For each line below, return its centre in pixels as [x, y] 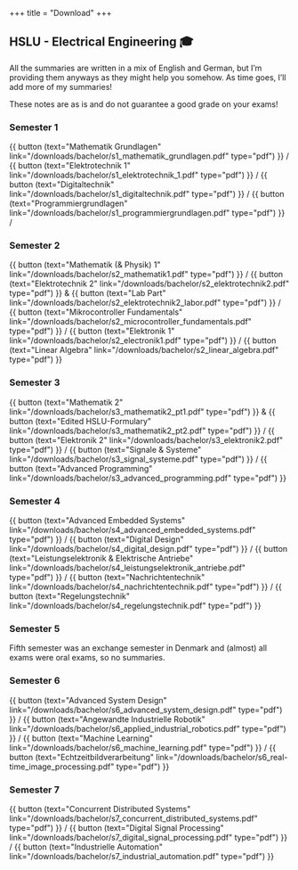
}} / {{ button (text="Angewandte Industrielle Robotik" [108, 719]
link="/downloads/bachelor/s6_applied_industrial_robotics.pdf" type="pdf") [148, 728]
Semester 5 [35, 628]
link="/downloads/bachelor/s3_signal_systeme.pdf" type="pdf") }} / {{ [138, 459]
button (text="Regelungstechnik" [70, 596]
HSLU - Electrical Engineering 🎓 [101, 42]
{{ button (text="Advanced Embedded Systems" [97, 520]
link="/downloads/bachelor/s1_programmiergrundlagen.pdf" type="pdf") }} [147, 213]
